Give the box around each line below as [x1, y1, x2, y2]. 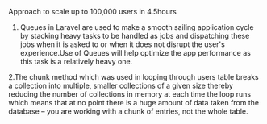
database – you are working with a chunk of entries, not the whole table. [8, 106, 248, 116]
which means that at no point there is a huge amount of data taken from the [8, 98, 260, 107]
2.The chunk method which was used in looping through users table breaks [8, 72, 260, 81]
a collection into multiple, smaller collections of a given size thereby [8, 81, 234, 90]
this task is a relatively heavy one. [19, 56, 133, 66]
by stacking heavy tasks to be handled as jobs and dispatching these [19, 31, 250, 40]
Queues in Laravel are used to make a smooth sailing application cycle [19, 23, 254, 31]
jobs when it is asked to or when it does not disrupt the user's [19, 39, 226, 49]
